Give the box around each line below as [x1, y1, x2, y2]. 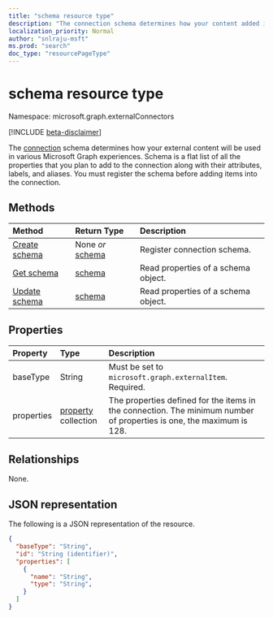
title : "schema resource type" [8, 11, 115, 20]
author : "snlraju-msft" [8, 34, 89, 43]
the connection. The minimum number [108, 404, 254, 416]
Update [12, 285, 41, 296]
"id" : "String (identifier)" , [15, 550, 118, 558]
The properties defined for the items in [108, 395, 256, 406]
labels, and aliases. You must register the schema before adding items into [8, 168, 258, 179]
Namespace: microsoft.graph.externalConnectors [8, 111, 175, 121]
